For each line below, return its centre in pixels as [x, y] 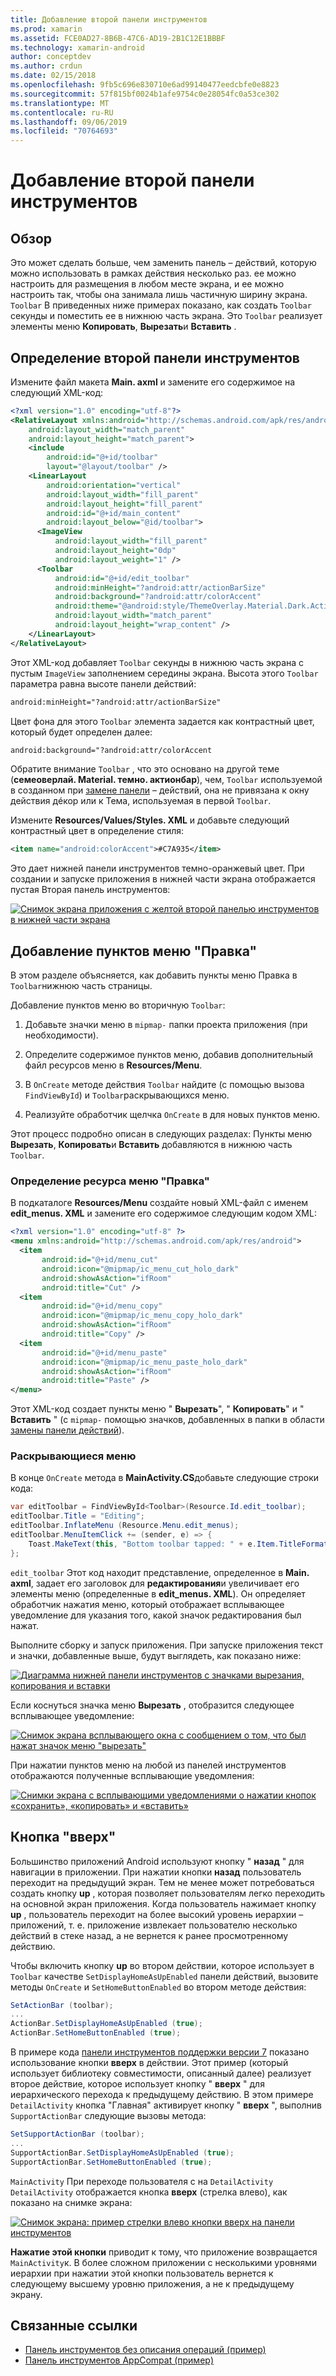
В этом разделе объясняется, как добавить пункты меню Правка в [154, 975]
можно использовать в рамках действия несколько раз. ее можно [153, 273]
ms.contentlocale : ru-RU [62, 112]
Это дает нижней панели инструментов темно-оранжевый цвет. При [157, 868]
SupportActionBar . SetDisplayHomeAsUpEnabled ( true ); [122, 2152]
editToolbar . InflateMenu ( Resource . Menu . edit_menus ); [125, 1526]
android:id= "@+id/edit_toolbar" [122, 578]
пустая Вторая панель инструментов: [90, 890]
